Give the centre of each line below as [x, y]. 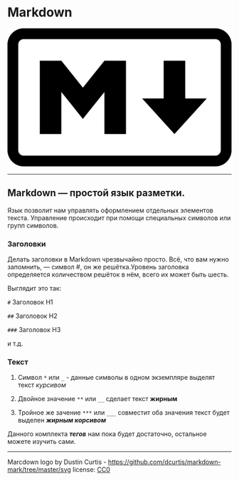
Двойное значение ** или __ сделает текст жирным [97, 399]
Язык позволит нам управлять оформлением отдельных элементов [110, 210]
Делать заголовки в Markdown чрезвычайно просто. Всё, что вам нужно [118, 259]
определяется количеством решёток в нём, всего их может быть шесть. [118, 274]
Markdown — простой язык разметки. [96, 193]
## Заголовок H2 [33, 316]
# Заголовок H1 [30, 302]
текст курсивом [42, 385]
